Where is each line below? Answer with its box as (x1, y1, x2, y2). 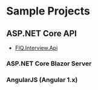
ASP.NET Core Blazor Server (6, 59, 92, 68)
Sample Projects (6, 4, 91, 18)
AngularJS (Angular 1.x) (6, 76, 78, 84)
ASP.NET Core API (6, 28, 77, 39)
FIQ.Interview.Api (15, 44, 58, 51)
